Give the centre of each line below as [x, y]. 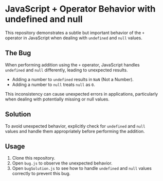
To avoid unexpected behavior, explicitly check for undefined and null [75, 126]
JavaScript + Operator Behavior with [80, 9]
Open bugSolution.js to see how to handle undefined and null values [82, 168]
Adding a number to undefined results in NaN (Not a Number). [73, 79]
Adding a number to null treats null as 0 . [54, 84]
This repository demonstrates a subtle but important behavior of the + [75, 33]
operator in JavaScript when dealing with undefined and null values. [74, 38]
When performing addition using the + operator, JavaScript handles [72, 65]
